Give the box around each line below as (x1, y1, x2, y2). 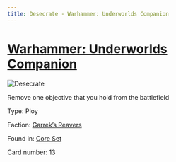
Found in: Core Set (7, 134, 62, 142)
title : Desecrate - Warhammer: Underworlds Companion (7, 10, 170, 18)
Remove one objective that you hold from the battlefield (7, 93, 170, 101)
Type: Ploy (7, 107, 39, 115)
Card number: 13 (7, 148, 56, 156)
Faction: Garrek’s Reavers (7, 120, 83, 129)
